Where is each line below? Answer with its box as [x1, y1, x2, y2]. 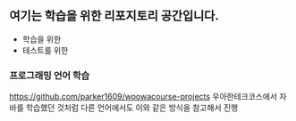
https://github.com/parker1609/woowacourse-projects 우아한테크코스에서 [9, 92, 277, 102]
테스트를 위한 [21, 44, 69, 55]
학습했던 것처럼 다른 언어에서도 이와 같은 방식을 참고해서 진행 [25, 102, 239, 113]
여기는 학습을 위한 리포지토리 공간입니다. [9, 8, 219, 24]
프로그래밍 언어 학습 [9, 69, 90, 82]
